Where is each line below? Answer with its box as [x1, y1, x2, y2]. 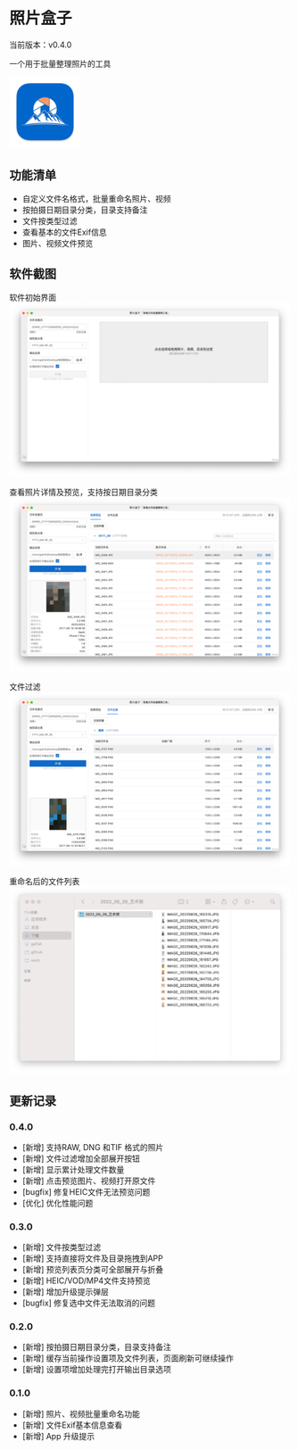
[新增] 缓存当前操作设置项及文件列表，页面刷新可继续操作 [21, 1353, 234, 1363]
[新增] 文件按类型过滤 [21, 1242, 101, 1253]
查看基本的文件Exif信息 [21, 227, 107, 237]
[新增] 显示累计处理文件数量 [21, 1164, 125, 1174]
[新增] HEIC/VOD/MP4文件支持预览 [21, 1275, 151, 1286]
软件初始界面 [9, 292, 56, 302]
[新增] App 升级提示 [21, 1430, 95, 1441]
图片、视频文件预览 [21, 237, 94, 248]
